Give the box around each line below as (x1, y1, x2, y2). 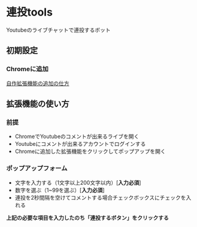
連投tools (6, 5, 53, 19)
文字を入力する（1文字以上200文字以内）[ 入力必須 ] (14, 179, 141, 186)
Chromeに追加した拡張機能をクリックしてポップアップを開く (14, 148, 166, 155)
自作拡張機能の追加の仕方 (6, 79, 69, 87)
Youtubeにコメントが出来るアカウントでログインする (14, 140, 146, 148)
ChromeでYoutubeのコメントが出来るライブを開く (14, 133, 140, 140)
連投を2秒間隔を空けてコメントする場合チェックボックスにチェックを (14, 194, 186, 201)
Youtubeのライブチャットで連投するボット (6, 26, 111, 33)
